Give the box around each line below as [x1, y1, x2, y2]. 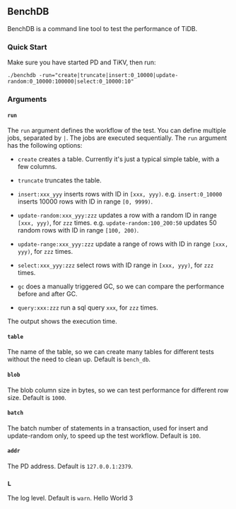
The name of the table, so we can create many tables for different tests [7, 348, 214, 356]
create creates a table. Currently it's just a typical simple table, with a [17, 155, 220, 163]
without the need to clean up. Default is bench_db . [7, 355, 151, 363]
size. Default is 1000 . [7, 393, 67, 402]
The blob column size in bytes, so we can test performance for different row [7, 385, 229, 394]
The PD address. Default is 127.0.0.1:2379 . [7, 462, 133, 471]
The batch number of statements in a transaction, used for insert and [7, 423, 208, 432]
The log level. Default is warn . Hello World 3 [7, 494, 134, 503]
